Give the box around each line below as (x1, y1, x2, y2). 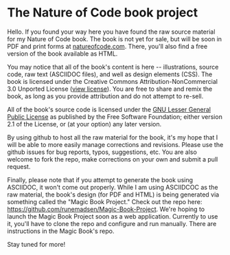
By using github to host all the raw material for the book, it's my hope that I (7, 133, 218, 142)
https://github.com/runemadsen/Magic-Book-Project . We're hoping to (7, 205, 205, 213)
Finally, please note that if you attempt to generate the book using (7, 175, 194, 184)
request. (7, 162, 31, 170)
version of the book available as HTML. (7, 49, 118, 58)
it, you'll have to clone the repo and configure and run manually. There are (7, 219, 217, 228)
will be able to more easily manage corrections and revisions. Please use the (7, 140, 224, 148)
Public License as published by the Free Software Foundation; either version (7, 112, 223, 121)
